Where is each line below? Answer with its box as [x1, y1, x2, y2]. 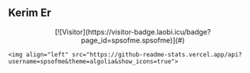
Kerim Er [8, 6, 51, 20]
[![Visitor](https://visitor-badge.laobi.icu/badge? [55, 27, 211, 36]
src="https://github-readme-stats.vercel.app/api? [71, 50, 243, 58]
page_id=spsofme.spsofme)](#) [81, 35, 185, 45]
